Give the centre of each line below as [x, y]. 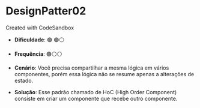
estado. [24, 80]
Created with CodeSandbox [40, 28]
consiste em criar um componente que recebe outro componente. [96, 98]
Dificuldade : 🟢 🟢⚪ [39, 40]
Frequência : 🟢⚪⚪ [38, 54]
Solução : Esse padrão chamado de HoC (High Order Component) [95, 92]
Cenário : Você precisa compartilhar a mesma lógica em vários [92, 68]
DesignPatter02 [46, 11]
